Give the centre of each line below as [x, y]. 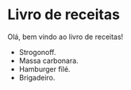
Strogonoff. [37, 52]
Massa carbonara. [48, 61]
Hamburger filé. [44, 68]
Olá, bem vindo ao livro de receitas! [65, 37]
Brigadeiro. [37, 77]
